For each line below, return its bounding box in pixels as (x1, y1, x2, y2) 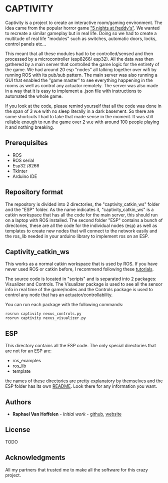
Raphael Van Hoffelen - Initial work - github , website (12, 411, 122, 417)
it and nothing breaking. (5, 124, 54, 130)
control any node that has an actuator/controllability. (5, 292, 113, 298)
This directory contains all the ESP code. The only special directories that (5, 343, 156, 349)
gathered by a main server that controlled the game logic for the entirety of (5, 61, 159, 67)
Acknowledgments (5, 453, 66, 462)
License (5, 425, 30, 434)
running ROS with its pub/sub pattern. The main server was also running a (5, 72, 157, 78)
